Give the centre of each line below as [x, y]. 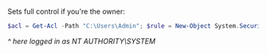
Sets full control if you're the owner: [66, 12]
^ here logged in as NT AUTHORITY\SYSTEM [82, 41]
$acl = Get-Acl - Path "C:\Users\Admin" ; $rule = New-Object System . [124, 26]
